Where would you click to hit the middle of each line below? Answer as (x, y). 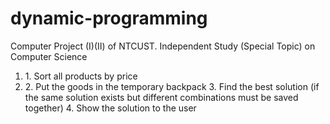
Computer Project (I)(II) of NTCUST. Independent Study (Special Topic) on (163, 46)
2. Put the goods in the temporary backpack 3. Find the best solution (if (172, 86)
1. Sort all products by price (81, 76)
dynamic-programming (109, 18)
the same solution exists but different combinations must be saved (161, 97)
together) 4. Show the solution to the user (110, 108)
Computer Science (49, 56)
